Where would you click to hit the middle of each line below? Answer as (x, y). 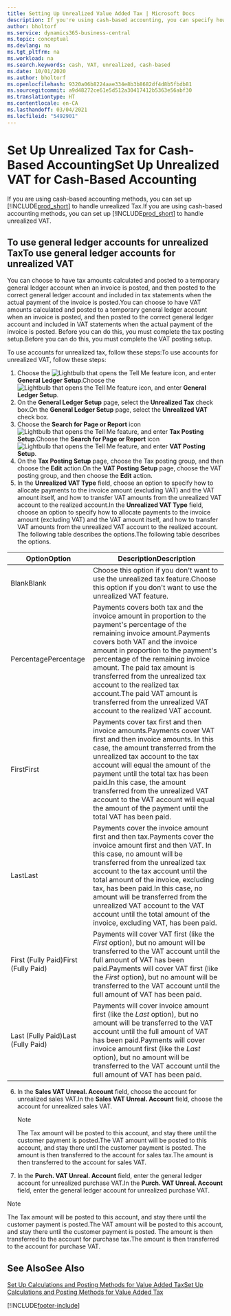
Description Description (157, 559)
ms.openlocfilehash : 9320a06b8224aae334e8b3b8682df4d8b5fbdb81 (100, 84)
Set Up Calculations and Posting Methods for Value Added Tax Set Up (106, 1285)
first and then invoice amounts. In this (153, 739)
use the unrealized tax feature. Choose (154, 579)
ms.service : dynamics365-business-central (69, 33)
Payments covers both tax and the (148, 608)
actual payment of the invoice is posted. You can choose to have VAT (104, 302)
